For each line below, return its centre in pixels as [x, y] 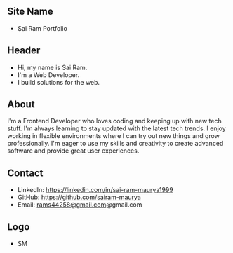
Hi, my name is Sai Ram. [52, 67]
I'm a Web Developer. [48, 75]
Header [24, 51]
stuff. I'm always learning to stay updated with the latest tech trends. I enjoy [116, 128]
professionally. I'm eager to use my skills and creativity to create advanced [115, 144]
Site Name [31, 12]
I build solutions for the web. [59, 82]
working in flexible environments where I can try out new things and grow [113, 136]
